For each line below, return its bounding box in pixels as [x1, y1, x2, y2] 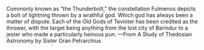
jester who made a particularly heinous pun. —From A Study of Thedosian [6, 31, 192, 38]
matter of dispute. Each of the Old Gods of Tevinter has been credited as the [6, 18, 198, 25]
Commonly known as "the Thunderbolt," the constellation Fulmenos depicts [6, 5, 196, 12]
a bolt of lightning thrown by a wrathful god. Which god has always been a [6, 11, 193, 19]
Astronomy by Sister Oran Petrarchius [6, 37, 102, 44]
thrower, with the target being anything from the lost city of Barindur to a [6, 24, 188, 31]
